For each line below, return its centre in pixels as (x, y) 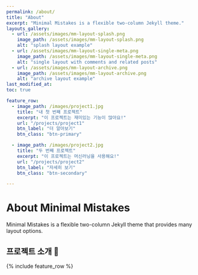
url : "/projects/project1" (51, 123)
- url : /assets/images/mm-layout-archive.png (70, 68)
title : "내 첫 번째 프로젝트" (50, 112)
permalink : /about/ (31, 12)
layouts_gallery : (28, 29)
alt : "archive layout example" (56, 79)
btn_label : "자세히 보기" (46, 168)
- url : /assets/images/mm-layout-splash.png (68, 34)
